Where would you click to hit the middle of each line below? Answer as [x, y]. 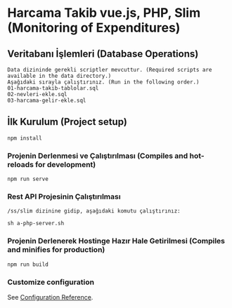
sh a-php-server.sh [36, 223]
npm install [25, 138]
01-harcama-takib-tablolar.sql [53, 88]
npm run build [28, 265]
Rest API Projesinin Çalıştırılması [64, 196]
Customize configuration [51, 282]
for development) [65, 164]
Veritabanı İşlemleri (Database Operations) [103, 54]
